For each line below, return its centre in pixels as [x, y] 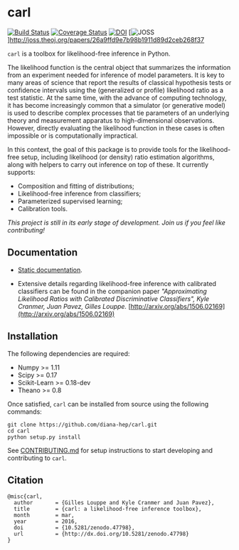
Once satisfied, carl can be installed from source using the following [108, 404]
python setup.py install [44, 437]
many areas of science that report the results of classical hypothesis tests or [119, 82]
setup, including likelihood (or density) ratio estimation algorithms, [118, 157]
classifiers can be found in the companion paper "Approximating [112, 291]
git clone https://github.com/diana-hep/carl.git [83, 424]
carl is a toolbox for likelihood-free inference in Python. [89, 54]
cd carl [19, 431]
